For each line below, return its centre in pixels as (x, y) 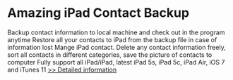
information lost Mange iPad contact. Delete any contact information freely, (116, 47)
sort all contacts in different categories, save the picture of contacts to (110, 55)
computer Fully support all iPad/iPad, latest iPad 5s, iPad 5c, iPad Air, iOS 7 (116, 62)
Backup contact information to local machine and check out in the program (116, 32)
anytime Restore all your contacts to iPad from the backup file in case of (112, 39)
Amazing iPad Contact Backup (98, 13)
